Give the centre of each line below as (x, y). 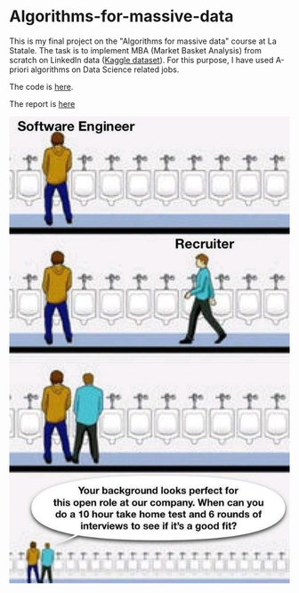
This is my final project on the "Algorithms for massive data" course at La (143, 41)
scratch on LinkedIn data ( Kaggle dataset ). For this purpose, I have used (141, 60)
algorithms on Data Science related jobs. (105, 69)
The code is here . (41, 86)
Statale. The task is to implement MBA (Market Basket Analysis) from (136, 50)
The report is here (42, 103)
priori (19, 69)
